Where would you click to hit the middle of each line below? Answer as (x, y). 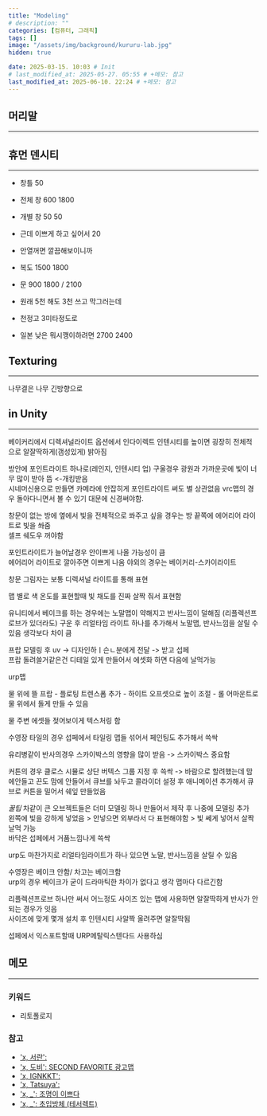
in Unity (28, 414)
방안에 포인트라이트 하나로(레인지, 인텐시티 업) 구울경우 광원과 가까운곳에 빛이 (128, 468)
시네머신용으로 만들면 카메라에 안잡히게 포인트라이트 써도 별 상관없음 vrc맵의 (127, 488)
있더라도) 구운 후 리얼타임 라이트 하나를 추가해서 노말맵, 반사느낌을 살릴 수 (144, 623)
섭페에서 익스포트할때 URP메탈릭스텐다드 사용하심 (85, 935)
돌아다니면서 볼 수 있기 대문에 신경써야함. (80, 498)
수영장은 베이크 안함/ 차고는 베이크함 (65, 871)
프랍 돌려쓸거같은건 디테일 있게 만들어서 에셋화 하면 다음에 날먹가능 (112, 660)
